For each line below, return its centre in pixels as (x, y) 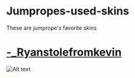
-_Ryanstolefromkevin (64, 52)
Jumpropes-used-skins (68, 11)
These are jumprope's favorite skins (52, 28)
